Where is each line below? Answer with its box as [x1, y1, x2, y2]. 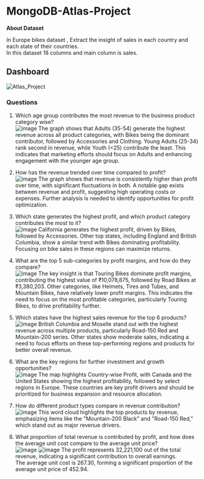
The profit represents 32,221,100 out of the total [61, 446, 181, 453]
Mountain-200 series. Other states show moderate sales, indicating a [15, 333, 189, 341]
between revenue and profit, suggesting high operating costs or [15, 188, 176, 196]
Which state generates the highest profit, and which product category [15, 213, 191, 220]
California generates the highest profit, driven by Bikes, [38, 226, 177, 233]
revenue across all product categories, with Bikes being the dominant [15, 131, 189, 139]
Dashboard [6, 67, 49, 77]
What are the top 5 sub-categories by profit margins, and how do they [15, 257, 191, 264]
